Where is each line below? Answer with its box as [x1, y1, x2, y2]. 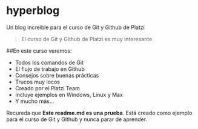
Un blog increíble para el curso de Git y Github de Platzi [6, 24, 145, 31]
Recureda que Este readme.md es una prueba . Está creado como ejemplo [6, 109, 193, 116]
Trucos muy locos [15, 78, 61, 85]
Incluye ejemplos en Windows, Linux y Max [15, 91, 123, 98]
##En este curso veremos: [6, 47, 72, 55]
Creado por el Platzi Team [15, 84, 80, 91]
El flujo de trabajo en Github [15, 65, 85, 73]
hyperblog [6, 4, 60, 18]
